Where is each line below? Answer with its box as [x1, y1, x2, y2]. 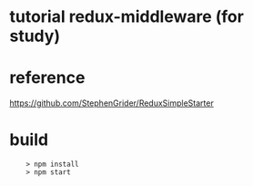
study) [9, 26, 61, 46]
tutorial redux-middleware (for [9, 6, 244, 27]
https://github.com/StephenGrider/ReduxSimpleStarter [9, 98, 214, 108]
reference [9, 67, 86, 88]
